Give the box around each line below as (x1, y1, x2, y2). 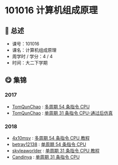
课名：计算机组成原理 (12, 47, 56, 53)
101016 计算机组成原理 (5, 5, 98, 16)
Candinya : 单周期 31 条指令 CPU (12, 154, 80, 160)
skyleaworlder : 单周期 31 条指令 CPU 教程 (12, 147, 100, 153)
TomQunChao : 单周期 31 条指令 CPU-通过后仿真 (12, 110, 113, 116)
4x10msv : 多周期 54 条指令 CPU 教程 (12, 135, 90, 141)
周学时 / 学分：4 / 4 (12, 54, 53, 59)
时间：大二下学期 (12, 60, 48, 66)
